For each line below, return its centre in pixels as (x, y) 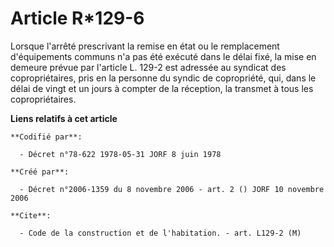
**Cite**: (31, 215)
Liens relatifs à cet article (64, 118)
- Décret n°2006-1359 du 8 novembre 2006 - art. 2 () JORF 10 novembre (172, 189)
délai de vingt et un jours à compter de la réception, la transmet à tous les (162, 88)
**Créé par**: (40, 172)
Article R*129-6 (77, 18)
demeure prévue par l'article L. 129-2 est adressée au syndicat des (148, 67)
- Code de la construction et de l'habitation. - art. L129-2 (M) (160, 233)
